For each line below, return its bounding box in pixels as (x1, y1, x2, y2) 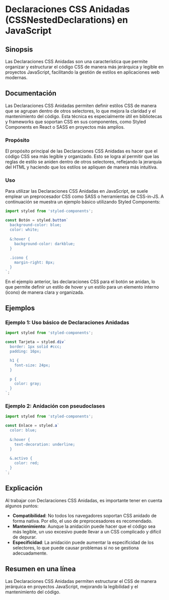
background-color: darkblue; (14, 241, 75, 246)
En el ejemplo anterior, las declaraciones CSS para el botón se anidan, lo (5, 279, 155, 285)
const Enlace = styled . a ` (5, 423, 59, 428)
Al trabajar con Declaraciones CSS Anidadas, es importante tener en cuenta (5, 497, 162, 503)
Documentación (5, 89, 57, 98)
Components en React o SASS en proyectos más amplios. (5, 124, 125, 130)
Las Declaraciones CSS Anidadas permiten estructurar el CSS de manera (5, 578, 157, 584)
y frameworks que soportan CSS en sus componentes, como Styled (5, 119, 146, 125)
